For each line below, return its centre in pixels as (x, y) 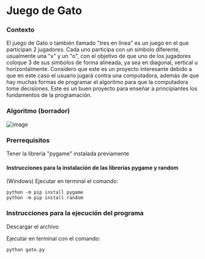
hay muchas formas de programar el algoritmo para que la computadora (97, 82)
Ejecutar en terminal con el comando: (54, 238)
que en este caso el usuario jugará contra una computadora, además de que (103, 76)
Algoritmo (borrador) (38, 111)
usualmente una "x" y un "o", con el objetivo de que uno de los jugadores (99, 56)
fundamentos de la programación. (49, 95)
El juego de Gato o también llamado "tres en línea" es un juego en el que (98, 43)
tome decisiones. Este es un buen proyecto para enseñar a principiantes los (102, 89)
